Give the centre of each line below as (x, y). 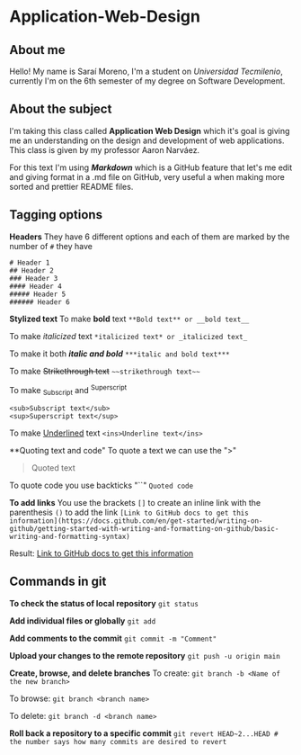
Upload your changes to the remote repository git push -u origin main (145, 655)
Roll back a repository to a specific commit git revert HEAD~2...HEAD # (144, 733)
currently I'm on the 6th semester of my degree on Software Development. (147, 81)
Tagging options (56, 215)
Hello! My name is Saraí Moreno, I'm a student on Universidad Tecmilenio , (146, 71)
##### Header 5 (38, 294)
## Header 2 (31, 270)
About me (37, 50)
